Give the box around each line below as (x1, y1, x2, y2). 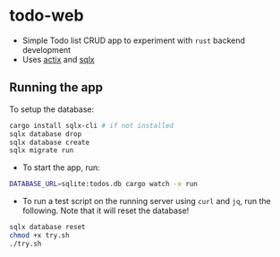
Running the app (9, 80, 103, 95)
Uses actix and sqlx (21, 54, 96, 64)
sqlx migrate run (9, 146, 74, 155)
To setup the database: (9, 104, 95, 115)
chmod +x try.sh (9, 231, 70, 240)
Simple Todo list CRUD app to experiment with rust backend (21, 35, 246, 46)
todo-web (9, 5, 84, 26)
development (21, 44, 72, 55)
